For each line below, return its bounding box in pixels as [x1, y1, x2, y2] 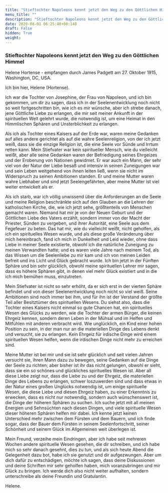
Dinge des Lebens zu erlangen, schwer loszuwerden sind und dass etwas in [5, 378, 162, 384]
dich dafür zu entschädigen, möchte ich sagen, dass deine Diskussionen [5, 457, 155, 463]
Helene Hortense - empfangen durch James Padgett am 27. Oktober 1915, [5, 70, 157, 76]
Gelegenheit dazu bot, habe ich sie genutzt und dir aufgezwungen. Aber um [5, 452, 161, 458]
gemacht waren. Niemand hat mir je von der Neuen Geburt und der [5, 210, 143, 216]
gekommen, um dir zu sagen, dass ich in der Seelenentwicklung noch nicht [5, 100, 160, 106]
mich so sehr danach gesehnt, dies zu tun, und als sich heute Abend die [5, 447, 154, 453]
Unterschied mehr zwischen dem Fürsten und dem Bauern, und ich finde [5, 416, 155, 422]
